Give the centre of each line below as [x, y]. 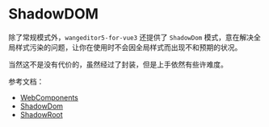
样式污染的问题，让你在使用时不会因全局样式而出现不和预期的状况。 [128, 47]
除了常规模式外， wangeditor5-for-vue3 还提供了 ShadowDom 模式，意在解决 [131, 37]
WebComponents [49, 97]
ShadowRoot [41, 114]
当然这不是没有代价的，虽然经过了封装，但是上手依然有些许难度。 [118, 64]
